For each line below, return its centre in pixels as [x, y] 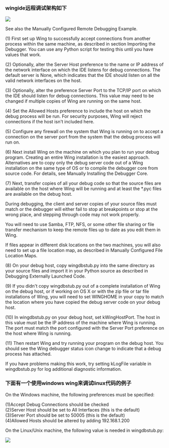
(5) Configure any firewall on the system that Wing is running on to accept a [84, 131]
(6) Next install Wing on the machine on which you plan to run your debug [82, 152]
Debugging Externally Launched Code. [46, 276]
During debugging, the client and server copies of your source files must [81, 204]
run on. [13, 142]
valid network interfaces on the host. [44, 81]
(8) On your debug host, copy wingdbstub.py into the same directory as [80, 265]
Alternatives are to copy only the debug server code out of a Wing [74, 163]
